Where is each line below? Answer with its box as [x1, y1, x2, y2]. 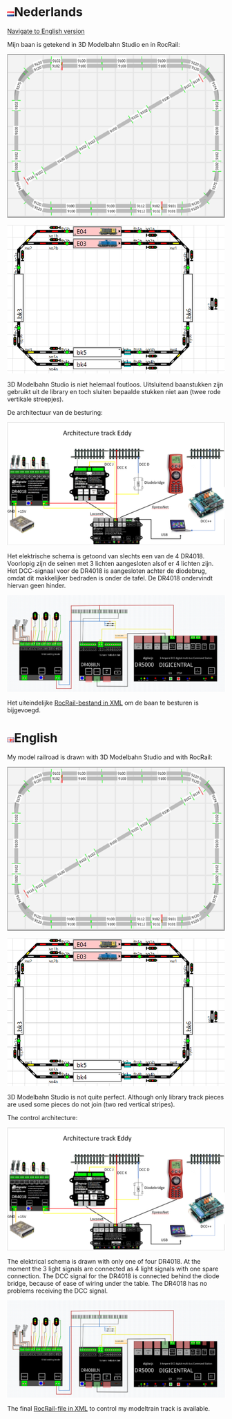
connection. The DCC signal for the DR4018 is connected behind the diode [7, 1271, 220, 1280]
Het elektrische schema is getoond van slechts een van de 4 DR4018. [7, 551, 205, 560]
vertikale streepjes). [7, 395, 64, 404]
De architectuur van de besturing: [7, 409, 103, 417]
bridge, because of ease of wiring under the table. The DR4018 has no [7, 1279, 208, 1287]
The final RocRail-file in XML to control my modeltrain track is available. [7, 1404, 211, 1412]
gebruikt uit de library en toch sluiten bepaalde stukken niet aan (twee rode [7, 388, 221, 396]
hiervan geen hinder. [7, 581, 66, 589]
